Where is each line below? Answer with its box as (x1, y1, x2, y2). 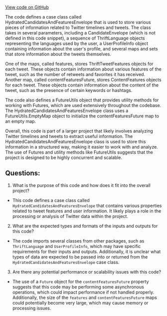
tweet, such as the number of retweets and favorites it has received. (5, 71, 146, 77)
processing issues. (12, 305, 51, 311)
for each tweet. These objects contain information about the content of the (5, 82, 159, 88)
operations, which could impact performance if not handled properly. (12, 289, 155, 295)
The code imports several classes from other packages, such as (12, 237, 145, 244)
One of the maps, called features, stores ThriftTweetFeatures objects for (5, 61, 154, 66)
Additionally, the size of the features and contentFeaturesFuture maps (12, 294, 157, 300)
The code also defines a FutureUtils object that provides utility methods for (5, 97, 159, 103)
